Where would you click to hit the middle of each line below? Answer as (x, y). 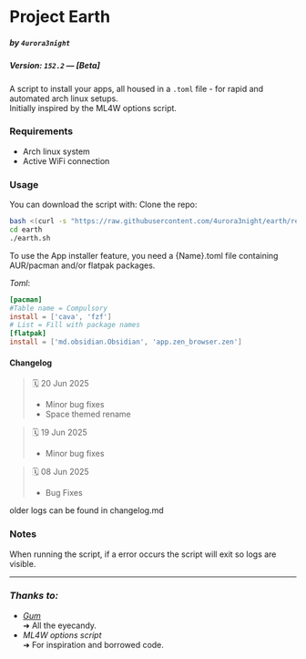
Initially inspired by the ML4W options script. (93, 108)
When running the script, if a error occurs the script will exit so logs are (143, 554)
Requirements (41, 131)
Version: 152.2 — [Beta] (55, 66)
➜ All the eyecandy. (60, 625)
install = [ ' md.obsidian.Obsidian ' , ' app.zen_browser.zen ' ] (126, 342)
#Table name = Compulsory (58, 308)
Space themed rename (88, 414)
